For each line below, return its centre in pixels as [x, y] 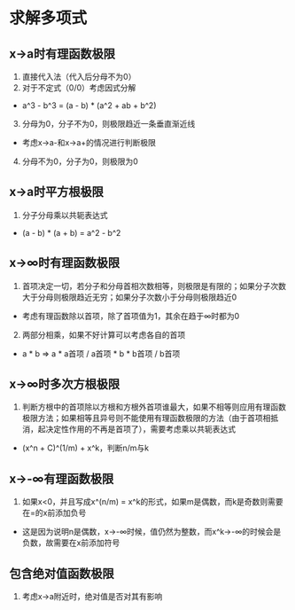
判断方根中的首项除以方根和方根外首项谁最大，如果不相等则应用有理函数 [154, 407]
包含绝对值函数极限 [62, 573]
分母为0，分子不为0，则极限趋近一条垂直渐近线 [109, 124]
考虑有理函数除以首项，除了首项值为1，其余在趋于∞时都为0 [131, 316]
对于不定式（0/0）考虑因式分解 [79, 88]
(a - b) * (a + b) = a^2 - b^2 [71, 232]
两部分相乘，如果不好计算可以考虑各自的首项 [104, 334]
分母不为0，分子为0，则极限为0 [80, 161]
